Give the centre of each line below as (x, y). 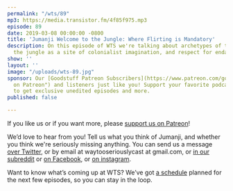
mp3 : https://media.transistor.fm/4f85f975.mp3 (77, 20)
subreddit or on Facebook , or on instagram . (69, 159)
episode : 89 (24, 26)
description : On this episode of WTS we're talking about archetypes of (114, 46)
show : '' (20, 59)
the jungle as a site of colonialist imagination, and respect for (113, 53)
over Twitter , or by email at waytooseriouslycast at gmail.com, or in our (109, 151)
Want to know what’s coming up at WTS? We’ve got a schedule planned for (114, 172)
